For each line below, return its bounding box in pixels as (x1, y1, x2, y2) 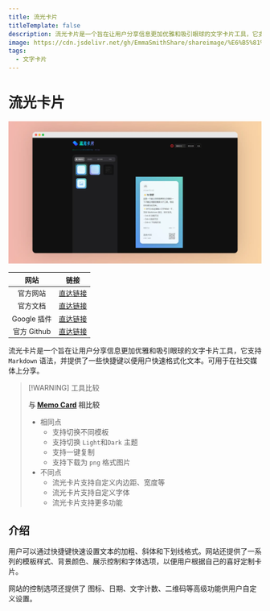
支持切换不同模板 (51, 427, 109, 437)
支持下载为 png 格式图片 (51, 457, 131, 467)
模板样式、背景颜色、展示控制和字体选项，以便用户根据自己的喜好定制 (22, 556, 255, 567)
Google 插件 (11, 314, 52, 324)
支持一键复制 (51, 448, 95, 457)
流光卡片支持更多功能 (51, 497, 123, 507)
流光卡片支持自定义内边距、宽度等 (51, 477, 166, 487)
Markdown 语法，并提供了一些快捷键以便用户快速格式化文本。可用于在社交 (8, 356, 251, 365)
